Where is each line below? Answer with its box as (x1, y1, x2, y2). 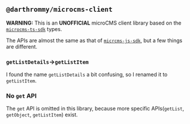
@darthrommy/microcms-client (6, 5, 113, 14)
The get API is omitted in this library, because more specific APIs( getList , (6, 105, 185, 112)
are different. (6, 43, 38, 50)
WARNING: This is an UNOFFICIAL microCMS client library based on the (6, 19, 182, 26)
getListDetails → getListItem (6, 57, 89, 66)
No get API (6, 92, 37, 100)
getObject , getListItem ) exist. (6, 111, 78, 118)
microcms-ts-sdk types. (6, 25, 63, 32)
